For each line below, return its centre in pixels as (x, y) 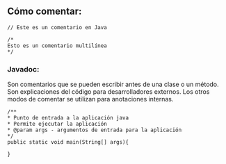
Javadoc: (23, 69)
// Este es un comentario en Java (57, 27)
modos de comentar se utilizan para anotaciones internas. (90, 99)
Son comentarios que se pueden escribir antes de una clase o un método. (113, 84)
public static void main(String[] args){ (68, 142)
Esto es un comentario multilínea (57, 46)
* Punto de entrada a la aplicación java (68, 118)
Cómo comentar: (45, 11)
